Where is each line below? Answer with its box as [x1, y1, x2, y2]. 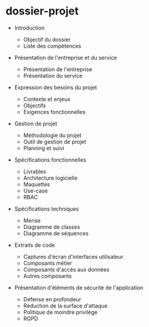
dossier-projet [5, 4, 79, 18]
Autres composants [23, 272, 72, 279]
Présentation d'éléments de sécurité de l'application [14, 284, 144, 291]
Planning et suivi [23, 144, 64, 151]
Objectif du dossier [23, 36, 71, 43]
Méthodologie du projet [23, 132, 82, 139]
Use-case [23, 187, 48, 194]
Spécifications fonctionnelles [14, 156, 87, 163]
